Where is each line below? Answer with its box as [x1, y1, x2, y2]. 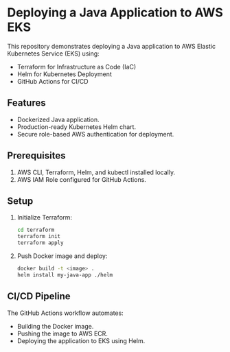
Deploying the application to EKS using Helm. [16, 336, 146, 344]
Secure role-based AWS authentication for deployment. [16, 130, 174, 138]
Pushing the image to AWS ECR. [16, 329, 108, 338]
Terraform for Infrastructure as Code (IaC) [16, 62, 137, 71]
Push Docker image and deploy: [16, 252, 108, 260]
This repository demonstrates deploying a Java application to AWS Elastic [7, 42, 216, 50]
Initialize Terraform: [16, 213, 73, 222]
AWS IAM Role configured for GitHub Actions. [16, 175, 146, 183]
